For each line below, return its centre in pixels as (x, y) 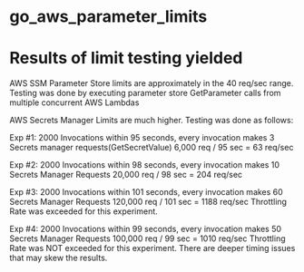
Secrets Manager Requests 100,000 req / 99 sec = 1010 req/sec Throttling (147, 238)
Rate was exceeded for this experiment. (84, 211)
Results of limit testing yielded (126, 58)
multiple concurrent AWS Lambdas (74, 102)
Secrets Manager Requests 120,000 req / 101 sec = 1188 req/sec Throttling (148, 202)
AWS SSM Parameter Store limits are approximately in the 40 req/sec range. (152, 83)
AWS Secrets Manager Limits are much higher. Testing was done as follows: (152, 121)
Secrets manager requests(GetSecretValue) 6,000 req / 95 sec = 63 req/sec (152, 148)
